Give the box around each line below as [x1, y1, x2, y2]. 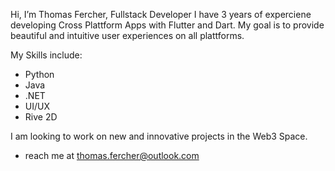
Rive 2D [24, 111, 58, 123]
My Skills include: [10, 49, 83, 61]
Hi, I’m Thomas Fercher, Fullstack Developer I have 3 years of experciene [10, 9, 312, 20]
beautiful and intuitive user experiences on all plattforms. [10, 30, 245, 41]
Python [24, 69, 55, 80]
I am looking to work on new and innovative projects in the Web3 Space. [10, 130, 308, 142]
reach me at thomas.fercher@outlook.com [24, 150, 200, 161]
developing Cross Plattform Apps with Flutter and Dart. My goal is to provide [10, 19, 325, 31]
